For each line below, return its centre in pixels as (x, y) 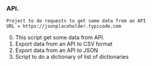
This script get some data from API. (60, 38)
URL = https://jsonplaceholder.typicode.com (64, 26)
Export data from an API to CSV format (64, 44)
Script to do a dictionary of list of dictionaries (72, 57)
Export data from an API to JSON (56, 50)
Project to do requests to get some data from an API (76, 21)
